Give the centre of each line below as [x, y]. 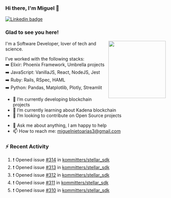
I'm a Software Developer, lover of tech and [51, 43]
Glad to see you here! [32, 33]
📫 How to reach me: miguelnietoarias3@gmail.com [67, 131]
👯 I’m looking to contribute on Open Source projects [67, 115]
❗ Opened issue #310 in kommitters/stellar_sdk [61, 190]
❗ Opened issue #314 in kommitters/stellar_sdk [61, 159]
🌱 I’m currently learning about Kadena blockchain [64, 110]
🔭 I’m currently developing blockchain [52, 99]
